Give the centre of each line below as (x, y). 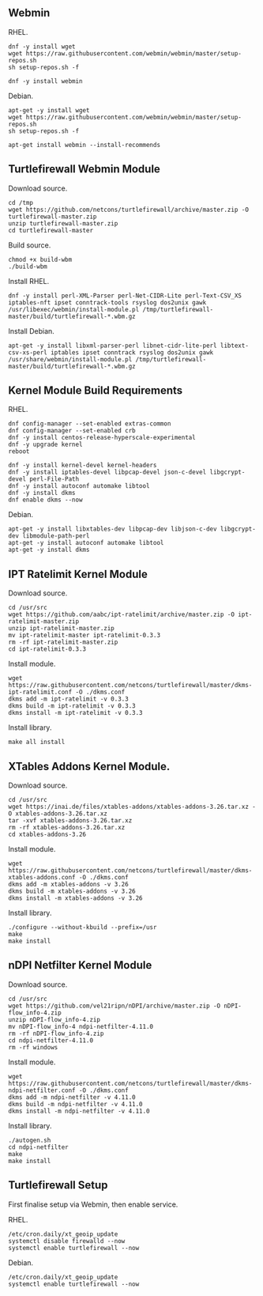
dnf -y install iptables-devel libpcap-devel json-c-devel (107, 472)
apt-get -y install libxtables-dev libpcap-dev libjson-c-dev (113, 529)
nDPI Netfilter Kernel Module (80, 965)
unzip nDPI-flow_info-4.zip (54, 1019)
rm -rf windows (33, 1047)
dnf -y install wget (42, 47)
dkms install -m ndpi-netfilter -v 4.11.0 (79, 1111)
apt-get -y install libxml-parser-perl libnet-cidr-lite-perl (113, 346)
